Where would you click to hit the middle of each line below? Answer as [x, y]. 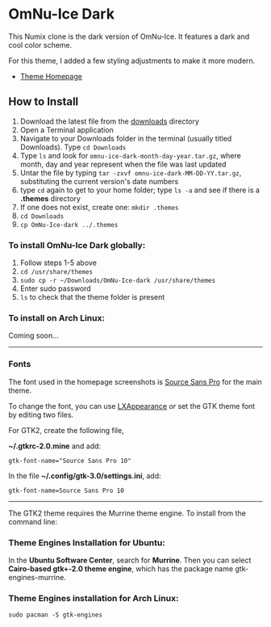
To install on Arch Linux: [56, 318]
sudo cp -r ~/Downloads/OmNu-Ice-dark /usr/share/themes [118, 281]
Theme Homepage [51, 76]
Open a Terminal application [67, 129]
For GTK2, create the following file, [66, 430]
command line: [33, 521]
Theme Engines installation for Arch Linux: [94, 598]
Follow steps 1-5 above [58, 263]
